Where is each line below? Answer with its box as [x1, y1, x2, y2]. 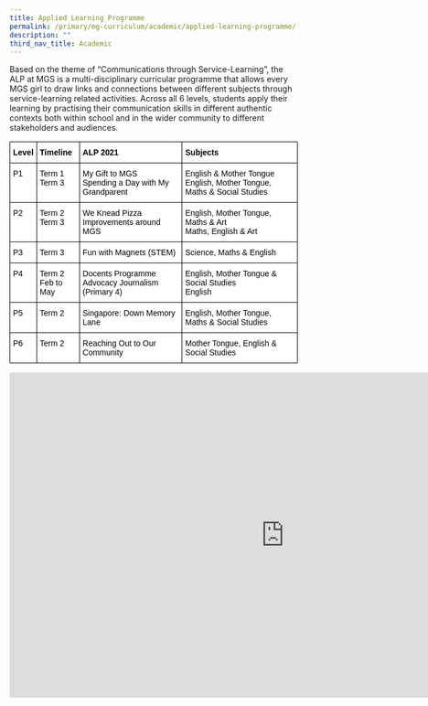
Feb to [39, 278, 63, 288]
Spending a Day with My [81, 177, 169, 188]
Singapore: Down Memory [81, 308, 176, 318]
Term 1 [39, 168, 65, 179]
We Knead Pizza [81, 208, 143, 219]
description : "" [9, 30, 71, 39]
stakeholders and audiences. [9, 123, 119, 134]
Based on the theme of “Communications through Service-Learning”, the [9, 64, 284, 75]
